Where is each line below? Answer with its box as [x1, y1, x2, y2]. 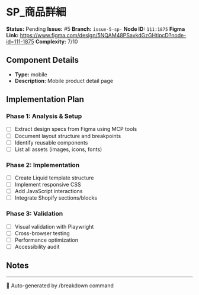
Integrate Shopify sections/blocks [14, 194, 98, 201]
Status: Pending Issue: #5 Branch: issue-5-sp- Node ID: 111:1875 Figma [6, 25, 185, 33]
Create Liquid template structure [14, 174, 94, 181]
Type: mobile [14, 70, 47, 78]
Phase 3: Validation [6, 210, 63, 218]
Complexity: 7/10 [35, 38, 78, 45]
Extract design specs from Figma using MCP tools [14, 126, 137, 133]
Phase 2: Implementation [6, 161, 80, 169]
